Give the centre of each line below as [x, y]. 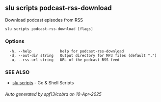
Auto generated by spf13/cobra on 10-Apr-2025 [53, 94]
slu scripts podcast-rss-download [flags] [49, 29]
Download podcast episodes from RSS [44, 20]
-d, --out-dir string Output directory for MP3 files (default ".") [83, 56]
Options [15, 41]
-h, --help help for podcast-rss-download [67, 51]
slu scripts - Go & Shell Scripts [43, 83]
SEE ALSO [17, 72]
